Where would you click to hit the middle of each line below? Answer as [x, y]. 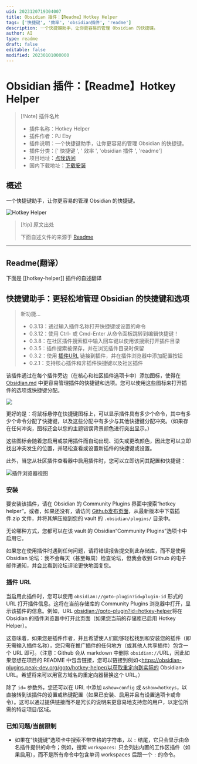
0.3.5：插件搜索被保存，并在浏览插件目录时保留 [87, 348]
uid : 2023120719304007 [34, 11]
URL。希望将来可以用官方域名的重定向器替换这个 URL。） [75, 675]
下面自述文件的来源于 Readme [57, 237]
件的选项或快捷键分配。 [34, 390]
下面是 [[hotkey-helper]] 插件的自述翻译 [54, 278]
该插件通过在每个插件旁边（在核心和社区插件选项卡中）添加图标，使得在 [93, 376]
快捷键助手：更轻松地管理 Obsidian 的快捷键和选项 [98, 298]
